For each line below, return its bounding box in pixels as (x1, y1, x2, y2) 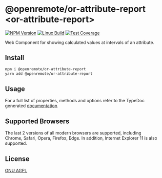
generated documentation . (5, 103, 59, 109)
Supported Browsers (5, 117, 70, 125)
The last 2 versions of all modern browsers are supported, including (5, 130, 142, 136)
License (5, 155, 30, 163)
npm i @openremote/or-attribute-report (5, 67, 86, 71)
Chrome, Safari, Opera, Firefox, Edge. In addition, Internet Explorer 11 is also (5, 135, 158, 141)
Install (5, 54, 24, 62)
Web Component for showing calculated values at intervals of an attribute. (5, 39, 155, 45)
